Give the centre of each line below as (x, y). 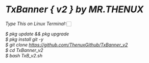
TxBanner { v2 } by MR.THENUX (74, 9)
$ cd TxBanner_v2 (24, 50)
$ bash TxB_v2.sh (24, 55)
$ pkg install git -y (24, 39)
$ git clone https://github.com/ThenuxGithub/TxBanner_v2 (67, 45)
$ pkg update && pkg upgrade (37, 34)
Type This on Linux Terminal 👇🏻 (38, 24)
